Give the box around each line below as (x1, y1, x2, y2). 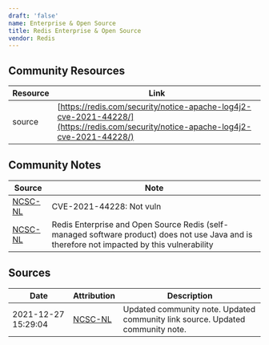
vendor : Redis (8, 34, 56, 43)
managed (51, 229, 88, 240)
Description (167, 290, 213, 301)
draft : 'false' (8, 11, 59, 20)
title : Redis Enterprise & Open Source (8, 26, 142, 34)
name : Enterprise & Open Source (8, 19, 116, 27)
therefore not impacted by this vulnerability (51, 238, 214, 250)
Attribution (73, 290, 116, 301)
